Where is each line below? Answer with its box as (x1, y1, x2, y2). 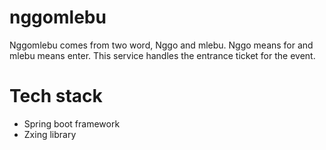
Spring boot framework (23, 117, 121, 130)
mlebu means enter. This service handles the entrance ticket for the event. (9, 49, 316, 61)
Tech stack (9, 85, 103, 108)
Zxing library (23, 128, 77, 140)
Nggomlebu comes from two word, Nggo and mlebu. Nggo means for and (9, 39, 314, 51)
